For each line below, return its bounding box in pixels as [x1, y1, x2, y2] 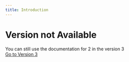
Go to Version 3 [5, 51, 38, 57]
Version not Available [5, 29, 97, 40]
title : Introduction [5, 7, 49, 13]
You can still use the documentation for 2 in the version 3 [5, 46, 124, 52]
